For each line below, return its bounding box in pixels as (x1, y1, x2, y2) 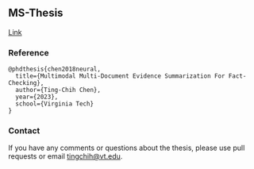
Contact (8, 125, 40, 136)
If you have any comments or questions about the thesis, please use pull (8, 143, 245, 153)
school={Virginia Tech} (15, 100, 94, 108)
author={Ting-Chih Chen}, (15, 86, 102, 94)
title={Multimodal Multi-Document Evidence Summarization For (15, 72, 225, 80)
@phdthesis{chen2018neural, (8, 65, 102, 74)
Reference (8, 47, 49, 58)
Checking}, (8, 79, 44, 87)
